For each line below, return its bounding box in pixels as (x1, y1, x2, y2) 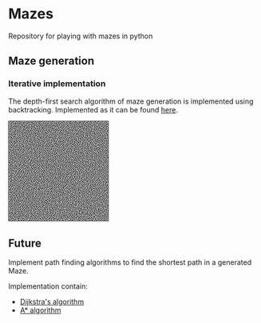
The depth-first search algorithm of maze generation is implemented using (8, 97, 254, 106)
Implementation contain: (8, 282, 88, 291)
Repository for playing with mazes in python (8, 31, 153, 41)
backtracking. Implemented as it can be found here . (8, 104, 178, 114)
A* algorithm (19, 305, 61, 315)
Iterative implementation (8, 78, 106, 89)
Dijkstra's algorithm (19, 297, 85, 307)
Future (8, 237, 42, 250)
